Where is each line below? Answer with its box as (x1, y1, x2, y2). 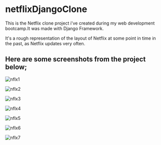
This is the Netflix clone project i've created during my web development (5, 20, 155, 26)
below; (5, 63, 27, 71)
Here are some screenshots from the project (5, 55, 146, 64)
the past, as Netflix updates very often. (5, 40, 85, 46)
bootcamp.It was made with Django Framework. (5, 25, 104, 31)
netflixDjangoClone (5, 4, 87, 15)
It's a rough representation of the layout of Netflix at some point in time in (5, 35, 156, 41)
